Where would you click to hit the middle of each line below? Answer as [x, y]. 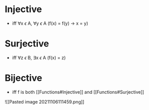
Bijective [24, 78]
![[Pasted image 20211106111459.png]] [45, 101]
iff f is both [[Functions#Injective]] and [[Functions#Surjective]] [78, 92]
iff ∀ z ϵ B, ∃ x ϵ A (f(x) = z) [39, 58]
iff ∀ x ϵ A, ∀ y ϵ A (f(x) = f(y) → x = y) [50, 23]
